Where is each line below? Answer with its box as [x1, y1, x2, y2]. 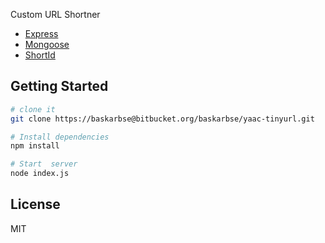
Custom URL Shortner [10, 9, 101, 20]
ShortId [24, 49, 56, 61]
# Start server [10, 159, 78, 169]
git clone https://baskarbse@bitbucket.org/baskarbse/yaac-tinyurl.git [10, 114, 315, 124]
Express [24, 28, 59, 39]
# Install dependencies [10, 132, 110, 142]
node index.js [10, 169, 70, 179]
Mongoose [24, 39, 70, 50]
